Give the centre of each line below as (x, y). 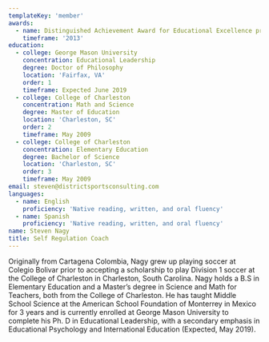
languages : (26, 194)
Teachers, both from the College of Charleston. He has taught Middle (122, 295)
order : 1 (37, 82)
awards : (21, 23)
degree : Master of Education (71, 113)
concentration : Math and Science (78, 105)
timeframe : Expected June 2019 (75, 90)
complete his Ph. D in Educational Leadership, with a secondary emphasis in (134, 320)
